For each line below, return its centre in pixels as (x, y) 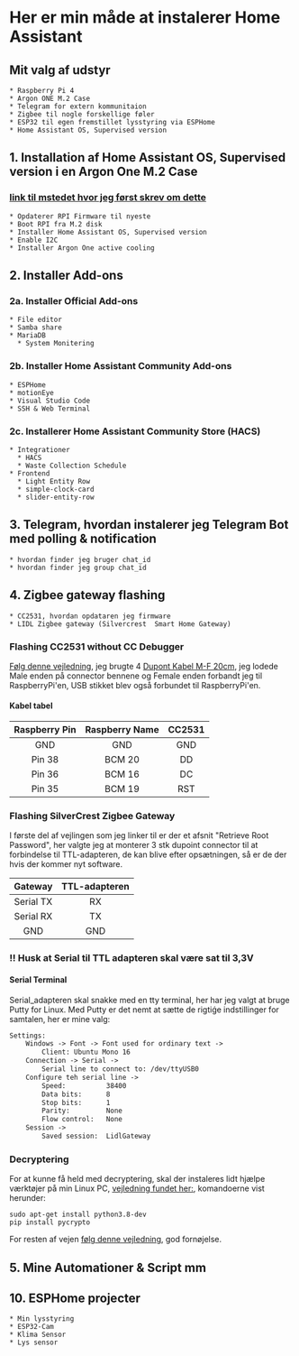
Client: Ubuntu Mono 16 (86, 1052)
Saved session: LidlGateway (96, 1136)
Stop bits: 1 (76, 1102)
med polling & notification (83, 539)
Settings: (28, 1036)
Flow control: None (82, 1120)
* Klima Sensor (38, 1335)
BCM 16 (122, 774)
